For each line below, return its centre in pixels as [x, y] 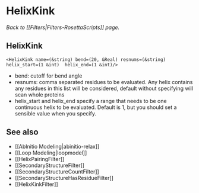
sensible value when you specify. [56, 113]
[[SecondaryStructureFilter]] [50, 165]
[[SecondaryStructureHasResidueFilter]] [64, 178]
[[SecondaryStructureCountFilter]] [57, 171]
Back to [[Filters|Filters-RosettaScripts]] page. [63, 27]
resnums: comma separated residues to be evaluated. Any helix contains [104, 82]
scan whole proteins [40, 94]
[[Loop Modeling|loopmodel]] [51, 153]
